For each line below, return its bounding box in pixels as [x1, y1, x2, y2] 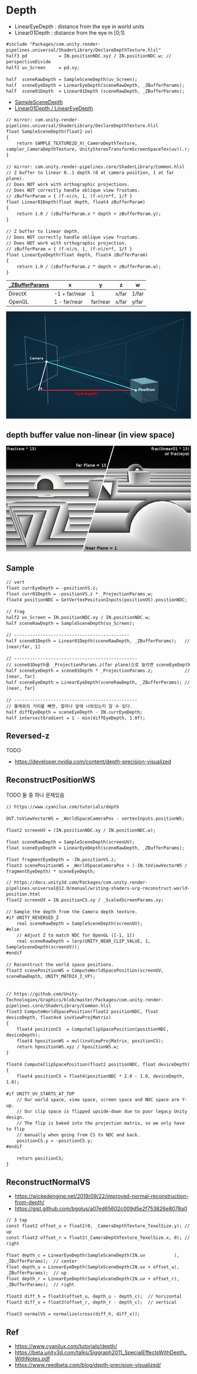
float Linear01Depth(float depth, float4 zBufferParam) [6, 199, 145, 205]
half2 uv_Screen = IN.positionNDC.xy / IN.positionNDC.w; [6, 614, 151, 620]
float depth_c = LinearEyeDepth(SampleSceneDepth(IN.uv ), [6, 1252, 180, 1258]
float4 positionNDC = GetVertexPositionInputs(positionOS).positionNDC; [6, 597, 188, 602]
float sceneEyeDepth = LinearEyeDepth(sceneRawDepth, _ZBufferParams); [6, 845, 185, 851]
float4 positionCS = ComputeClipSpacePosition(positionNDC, [16, 1026, 169, 1032]
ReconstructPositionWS [6, 775, 96, 785]
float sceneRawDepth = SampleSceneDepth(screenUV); [6, 839, 135, 845]
